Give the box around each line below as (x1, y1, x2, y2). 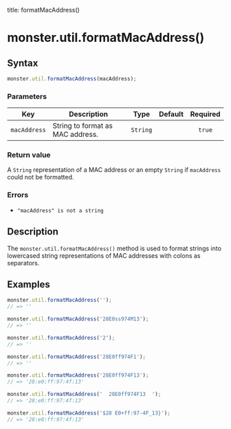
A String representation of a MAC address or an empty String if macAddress (7, 166, 221, 174)
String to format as (52, 121, 113, 131)
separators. (7, 258, 40, 267)
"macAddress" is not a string (16, 207, 104, 214)
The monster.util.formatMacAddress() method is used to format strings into (7, 244, 222, 252)
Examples (7, 278, 50, 290)
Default (159, 109, 184, 119)
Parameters (7, 91, 47, 101)
